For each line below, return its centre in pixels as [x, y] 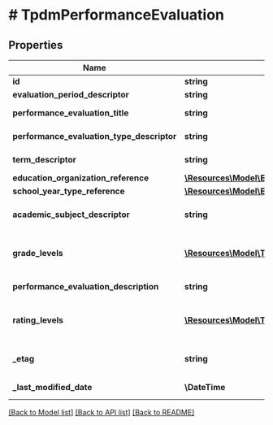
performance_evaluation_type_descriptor [95, 136]
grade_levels [38, 253]
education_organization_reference [81, 178]
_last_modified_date [52, 387]
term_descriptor [45, 160]
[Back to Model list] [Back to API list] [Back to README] [102, 412]
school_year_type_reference [69, 191]
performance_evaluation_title [71, 113]
